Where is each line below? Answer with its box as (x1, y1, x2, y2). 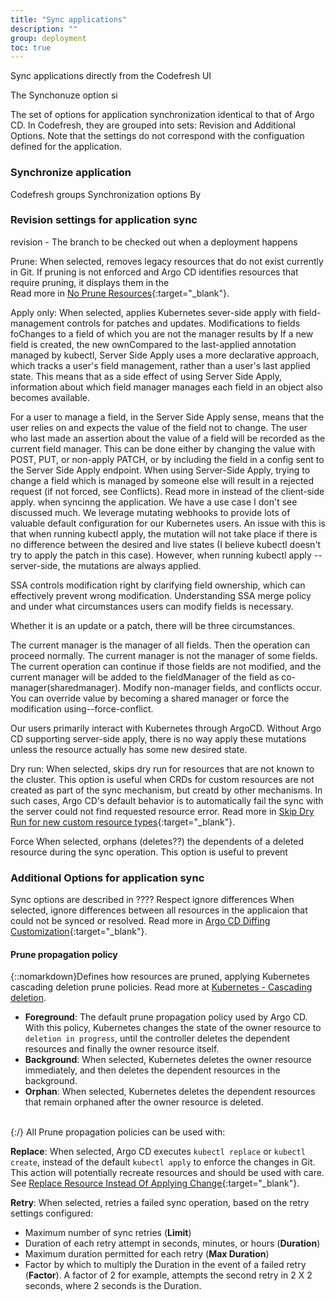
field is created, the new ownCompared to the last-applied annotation (10, 338, 297, 350)
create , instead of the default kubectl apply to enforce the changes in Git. (10, 1156, 316, 1168)
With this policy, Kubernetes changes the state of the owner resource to (24, 1022, 322, 1034)
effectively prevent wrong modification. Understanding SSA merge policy (10, 589, 312, 601)
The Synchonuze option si (10, 89, 118, 101)
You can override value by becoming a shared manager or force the (10, 692, 290, 704)
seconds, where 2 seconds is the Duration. (24, 1280, 202, 1292)
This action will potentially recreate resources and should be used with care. (10, 1167, 325, 1179)
